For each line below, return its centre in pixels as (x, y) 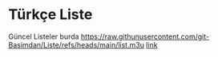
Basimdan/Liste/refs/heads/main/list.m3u (76, 44)
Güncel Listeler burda (44, 36)
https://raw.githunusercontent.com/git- (145, 36)
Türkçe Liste (50, 15)
